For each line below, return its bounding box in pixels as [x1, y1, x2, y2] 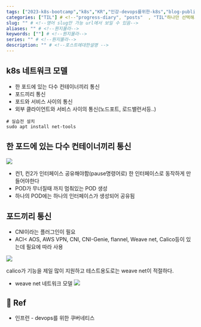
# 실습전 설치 [6, 118, 35, 125]
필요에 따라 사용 [26, 243, 63, 250]
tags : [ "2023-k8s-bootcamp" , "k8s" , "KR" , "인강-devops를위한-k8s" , [6, 8, 166, 15]
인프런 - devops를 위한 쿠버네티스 [14, 314, 95, 322]
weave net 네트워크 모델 [14, 280, 73, 287]
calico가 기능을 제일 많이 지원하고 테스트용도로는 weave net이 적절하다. [6, 267, 174, 274]
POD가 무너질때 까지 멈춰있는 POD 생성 [14, 184, 108, 192]
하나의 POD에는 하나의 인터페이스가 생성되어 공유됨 [14, 192, 135, 199]
